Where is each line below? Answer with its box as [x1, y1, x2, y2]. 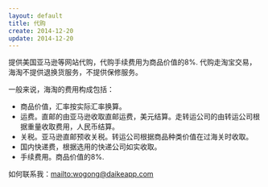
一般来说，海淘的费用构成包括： [8, 85, 114, 94]
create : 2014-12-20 [8, 27, 74, 35]
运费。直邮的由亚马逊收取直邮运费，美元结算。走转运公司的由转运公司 [19, 112, 254, 122]
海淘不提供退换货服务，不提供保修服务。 [8, 68, 142, 77]
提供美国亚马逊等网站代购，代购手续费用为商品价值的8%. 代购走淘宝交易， [8, 57, 257, 67]
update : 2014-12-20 [8, 34, 74, 43]
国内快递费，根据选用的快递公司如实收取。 [19, 142, 162, 152]
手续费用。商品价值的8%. [19, 152, 105, 162]
